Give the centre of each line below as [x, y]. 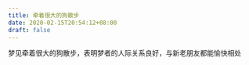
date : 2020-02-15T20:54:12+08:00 [63, 23]
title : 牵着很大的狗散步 [44, 15]
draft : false [29, 30]
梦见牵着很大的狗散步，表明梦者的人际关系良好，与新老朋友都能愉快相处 [125, 53]
